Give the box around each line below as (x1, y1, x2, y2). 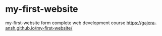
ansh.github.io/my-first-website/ (5, 25, 73, 31)
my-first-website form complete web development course (5, 20, 126, 26)
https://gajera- (126, 20, 157, 26)
